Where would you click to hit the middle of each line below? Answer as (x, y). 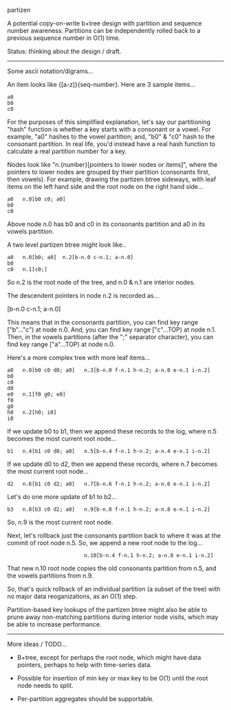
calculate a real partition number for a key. (67, 151)
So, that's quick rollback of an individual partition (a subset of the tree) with (114, 589)
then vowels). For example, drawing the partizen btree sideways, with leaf (112, 179)
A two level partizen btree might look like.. (66, 245)
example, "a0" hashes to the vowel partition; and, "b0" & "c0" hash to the (111, 136)
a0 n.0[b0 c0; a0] (37, 199)
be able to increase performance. (54, 624)
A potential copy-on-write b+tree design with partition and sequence (104, 23)
